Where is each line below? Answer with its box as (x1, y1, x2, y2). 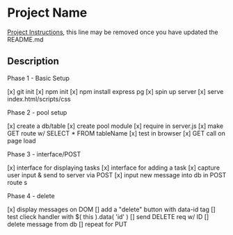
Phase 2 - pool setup (7, 108, 67, 116)
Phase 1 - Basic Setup (7, 74, 70, 82)
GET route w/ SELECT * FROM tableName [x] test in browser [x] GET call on (7, 129, 226, 137)
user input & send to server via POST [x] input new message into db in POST (7, 170, 227, 179)
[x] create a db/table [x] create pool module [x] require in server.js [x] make (7, 122, 224, 130)
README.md (7, 35, 44, 43)
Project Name (7, 5, 88, 21)
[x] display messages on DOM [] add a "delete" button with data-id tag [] (7, 205, 216, 213)
